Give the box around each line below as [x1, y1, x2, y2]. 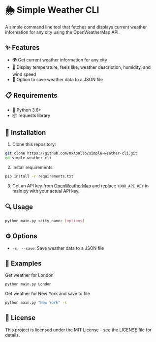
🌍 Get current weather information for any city [12, 57, 107, 62]
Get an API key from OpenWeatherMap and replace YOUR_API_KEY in [12, 183, 149, 189]
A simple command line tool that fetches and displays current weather [5, 24, 147, 30]
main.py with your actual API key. [12, 188, 80, 194]
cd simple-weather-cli [5, 156, 52, 161]
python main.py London [5, 282, 52, 287]
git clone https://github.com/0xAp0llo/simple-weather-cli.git [5, 151, 138, 156]
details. [5, 332, 20, 338]
